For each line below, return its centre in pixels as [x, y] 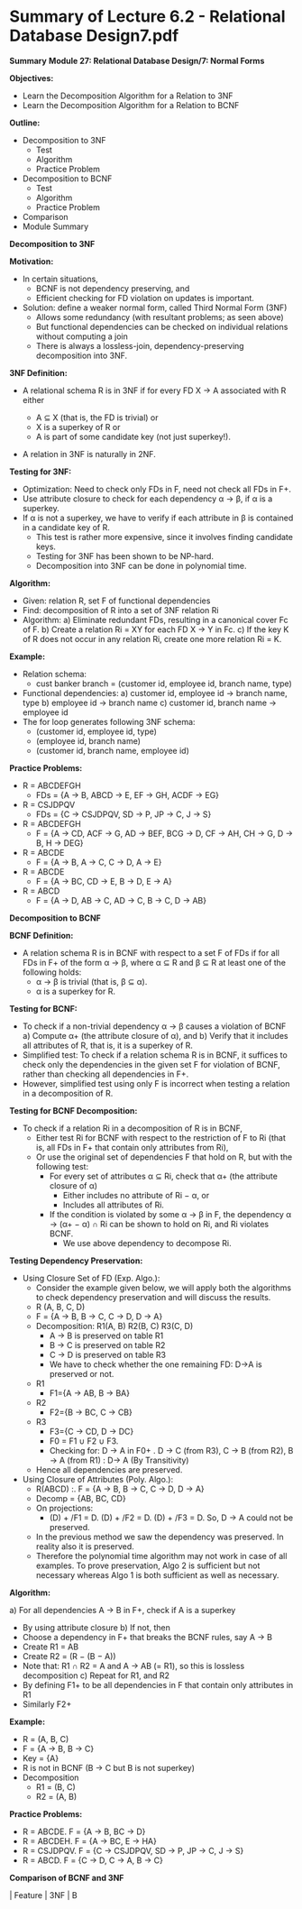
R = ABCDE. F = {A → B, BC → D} [84, 1831]
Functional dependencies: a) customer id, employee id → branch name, [155, 693]
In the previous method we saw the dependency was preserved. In [160, 1537]
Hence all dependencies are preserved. [109, 1469]
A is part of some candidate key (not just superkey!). [133, 436]
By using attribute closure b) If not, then [96, 1627]
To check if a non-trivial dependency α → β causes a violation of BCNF [154, 1026]
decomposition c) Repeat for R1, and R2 [96, 1675]
